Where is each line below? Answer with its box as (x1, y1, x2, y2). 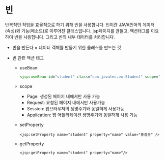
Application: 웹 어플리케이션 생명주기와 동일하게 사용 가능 (27, 112, 137, 118)
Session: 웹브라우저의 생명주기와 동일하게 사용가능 (27, 105, 124, 111)
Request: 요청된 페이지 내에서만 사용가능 (27, 99, 106, 105)
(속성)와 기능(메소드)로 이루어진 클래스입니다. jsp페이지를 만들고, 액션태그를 (5, 28, 150, 33)
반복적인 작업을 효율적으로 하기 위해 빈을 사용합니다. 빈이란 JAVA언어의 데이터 (5, 22, 155, 28)
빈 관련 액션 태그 (12, 55, 44, 61)
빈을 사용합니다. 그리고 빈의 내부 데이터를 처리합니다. (14, 34, 115, 40)
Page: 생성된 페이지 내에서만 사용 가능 (27, 93, 100, 99)
